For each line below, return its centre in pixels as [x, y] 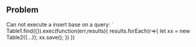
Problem [23, 10]
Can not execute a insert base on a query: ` [60, 24]
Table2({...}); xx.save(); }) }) [41, 37]
